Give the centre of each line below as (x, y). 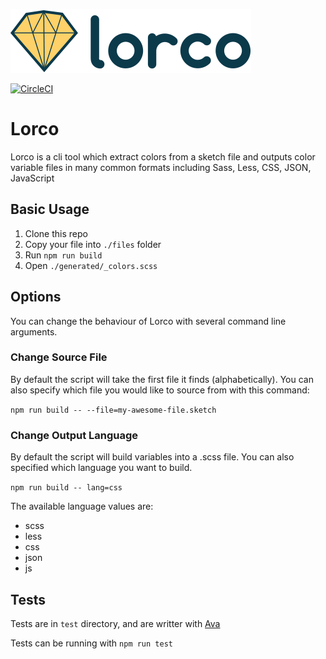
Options (36, 297)
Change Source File (59, 357)
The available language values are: (82, 506)
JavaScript (32, 178)
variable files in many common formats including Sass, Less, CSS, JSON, (161, 167)
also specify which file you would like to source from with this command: (160, 390)
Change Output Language (74, 435)
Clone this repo (56, 233)
